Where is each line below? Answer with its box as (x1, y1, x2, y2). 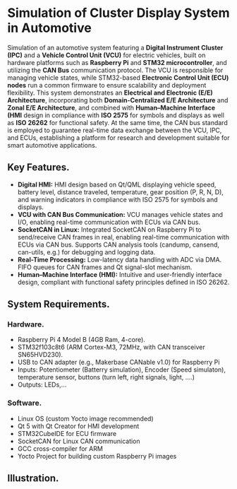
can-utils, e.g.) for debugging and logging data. (17, 247, 156, 256)
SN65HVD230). (17, 350, 63, 359)
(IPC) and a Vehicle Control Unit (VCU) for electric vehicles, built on (7, 51, 206, 59)
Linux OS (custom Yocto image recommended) (17, 414, 154, 423)
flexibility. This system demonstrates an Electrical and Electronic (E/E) (7, 88, 213, 97)
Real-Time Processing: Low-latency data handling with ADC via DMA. (17, 255, 222, 264)
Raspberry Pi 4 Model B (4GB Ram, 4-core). (17, 336, 146, 344)
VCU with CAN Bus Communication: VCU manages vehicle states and (17, 210, 224, 218)
